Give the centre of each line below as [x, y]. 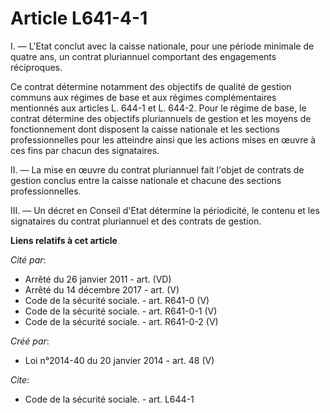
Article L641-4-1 [79, 18]
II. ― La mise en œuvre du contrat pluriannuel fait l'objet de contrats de [157, 169]
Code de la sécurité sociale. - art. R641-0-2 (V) [121, 321]
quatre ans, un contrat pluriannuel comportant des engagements [143, 56]
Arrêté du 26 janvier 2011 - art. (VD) [98, 279]
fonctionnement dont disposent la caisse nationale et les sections [145, 129]
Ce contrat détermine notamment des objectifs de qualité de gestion [151, 86]
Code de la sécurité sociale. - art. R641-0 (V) [117, 300]
